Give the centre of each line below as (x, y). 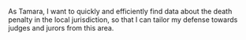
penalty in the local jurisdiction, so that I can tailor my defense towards (123, 20)
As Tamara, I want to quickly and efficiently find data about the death (120, 11)
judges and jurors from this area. (61, 28)
